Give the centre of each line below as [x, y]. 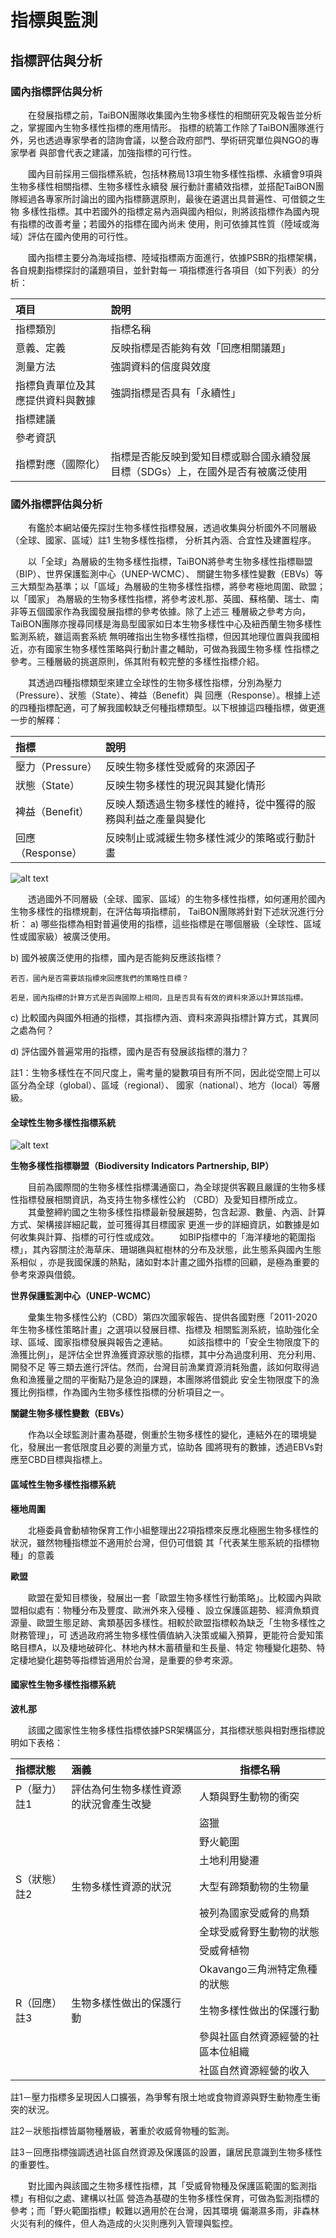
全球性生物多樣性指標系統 [63, 1122]
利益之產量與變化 [165, 819]
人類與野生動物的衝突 [249, 1796]
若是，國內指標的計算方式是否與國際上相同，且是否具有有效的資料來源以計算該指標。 [159, 998]
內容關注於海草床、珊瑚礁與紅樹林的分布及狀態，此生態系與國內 [172, 1250]
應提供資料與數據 [56, 400]
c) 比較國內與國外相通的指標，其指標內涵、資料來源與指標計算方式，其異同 [164, 1018]
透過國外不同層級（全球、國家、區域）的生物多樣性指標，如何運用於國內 [176, 899]
